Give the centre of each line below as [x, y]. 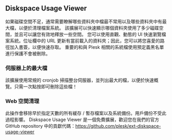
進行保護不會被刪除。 [28, 53]
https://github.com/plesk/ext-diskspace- [118, 126]
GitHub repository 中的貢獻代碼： [40, 126]
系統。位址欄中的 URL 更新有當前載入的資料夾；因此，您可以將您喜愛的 [85, 41]
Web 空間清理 [22, 101]
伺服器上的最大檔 [26, 68]
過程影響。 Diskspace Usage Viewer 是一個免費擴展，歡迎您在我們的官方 [82, 119]
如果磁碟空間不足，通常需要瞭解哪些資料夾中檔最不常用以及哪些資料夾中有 [84, 21]
